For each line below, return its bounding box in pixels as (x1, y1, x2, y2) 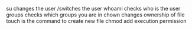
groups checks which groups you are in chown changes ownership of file (6, 11, 185, 18)
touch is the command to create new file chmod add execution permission (6, 18, 187, 24)
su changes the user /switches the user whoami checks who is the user (6, 5, 181, 12)
